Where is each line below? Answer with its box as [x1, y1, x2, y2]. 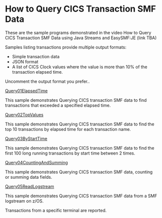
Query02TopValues [5, 111, 44, 117]
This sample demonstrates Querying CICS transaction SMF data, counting [5, 169, 153, 175]
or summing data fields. [5, 174, 52, 180]
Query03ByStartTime [5, 136, 48, 141]
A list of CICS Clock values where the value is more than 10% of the [12, 64, 147, 70]
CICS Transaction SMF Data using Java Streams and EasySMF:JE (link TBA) [5, 35, 157, 41]
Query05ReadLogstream [5, 183, 54, 189]
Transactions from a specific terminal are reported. [5, 207, 107, 213]
